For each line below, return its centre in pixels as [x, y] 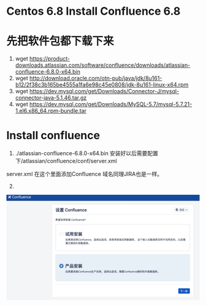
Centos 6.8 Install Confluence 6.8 [93, 11]
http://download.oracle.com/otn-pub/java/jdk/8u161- [96, 78]
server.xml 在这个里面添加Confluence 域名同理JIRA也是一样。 [85, 174]
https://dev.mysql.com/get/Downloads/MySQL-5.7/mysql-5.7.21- [111, 104]
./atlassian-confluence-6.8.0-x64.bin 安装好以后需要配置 [86, 153]
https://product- [50, 59]
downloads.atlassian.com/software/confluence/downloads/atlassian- [103, 65]
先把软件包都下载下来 [60, 41]
